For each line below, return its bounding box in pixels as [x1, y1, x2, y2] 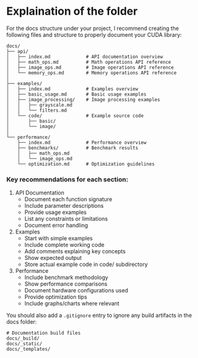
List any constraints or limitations [24, 215, 109, 223]
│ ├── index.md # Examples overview [6, 86, 139, 92]
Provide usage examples [24, 208, 87, 216]
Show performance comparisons [24, 280, 108, 288]
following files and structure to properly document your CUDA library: [6, 31, 182, 38]
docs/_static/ [6, 341, 43, 347]
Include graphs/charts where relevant [24, 300, 120, 307]
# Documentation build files [6, 330, 81, 337]
